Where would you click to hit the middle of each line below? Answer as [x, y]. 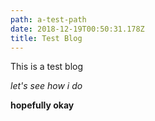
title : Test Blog [46, 38]
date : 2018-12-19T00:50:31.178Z [77, 29]
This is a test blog [47, 67]
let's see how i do [46, 86]
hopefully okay [42, 105]
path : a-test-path [48, 19]
